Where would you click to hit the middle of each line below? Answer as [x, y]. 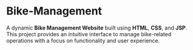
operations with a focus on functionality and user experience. [83, 40]
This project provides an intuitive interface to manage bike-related [89, 34]
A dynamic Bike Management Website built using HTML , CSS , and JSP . [97, 28]
